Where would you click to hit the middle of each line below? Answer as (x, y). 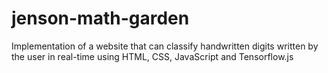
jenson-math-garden (100, 18)
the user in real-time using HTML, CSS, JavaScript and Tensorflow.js (152, 56)
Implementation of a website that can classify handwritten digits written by (165, 46)
